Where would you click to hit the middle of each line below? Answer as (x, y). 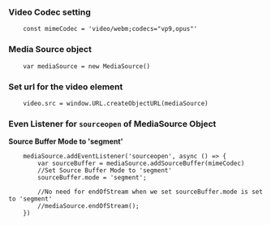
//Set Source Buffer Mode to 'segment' (105, 171)
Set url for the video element (66, 86)
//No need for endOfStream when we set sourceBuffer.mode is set (151, 192)
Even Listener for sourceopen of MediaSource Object (112, 123)
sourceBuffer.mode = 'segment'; (92, 178)
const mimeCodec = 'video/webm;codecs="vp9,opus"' (110, 29)
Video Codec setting (49, 12)
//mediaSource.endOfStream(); (88, 206)
